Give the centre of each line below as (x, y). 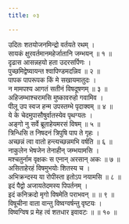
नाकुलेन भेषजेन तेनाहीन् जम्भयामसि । (54, 150)
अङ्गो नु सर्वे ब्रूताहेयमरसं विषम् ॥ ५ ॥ (54, 124)
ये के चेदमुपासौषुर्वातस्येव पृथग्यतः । (50, 115)
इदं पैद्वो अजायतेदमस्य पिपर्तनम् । (48, 186)
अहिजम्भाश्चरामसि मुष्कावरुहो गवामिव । (56, 97)
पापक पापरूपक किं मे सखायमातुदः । (52, 80)
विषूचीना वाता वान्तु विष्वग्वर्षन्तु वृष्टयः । (55, 203)
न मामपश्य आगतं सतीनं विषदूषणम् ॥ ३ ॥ (58, 89)
